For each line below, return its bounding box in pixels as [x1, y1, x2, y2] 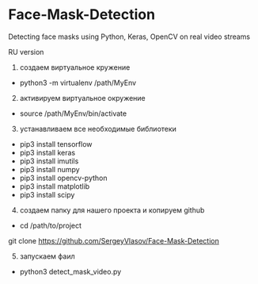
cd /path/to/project [19, 221, 82, 230]
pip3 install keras [19, 148, 76, 157]
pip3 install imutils [19, 156, 79, 166]
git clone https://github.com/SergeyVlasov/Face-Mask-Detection [8, 236, 219, 245]
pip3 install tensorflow [19, 139, 93, 148]
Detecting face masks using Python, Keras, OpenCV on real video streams [8, 32, 251, 41]
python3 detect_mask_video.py [19, 267, 122, 276]
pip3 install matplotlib [19, 181, 90, 191]
